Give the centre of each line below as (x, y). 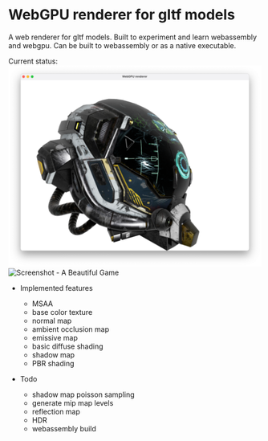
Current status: (33, 61)
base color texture (62, 312)
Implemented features (57, 288)
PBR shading (53, 363)
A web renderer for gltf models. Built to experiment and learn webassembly (133, 37)
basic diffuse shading (67, 346)
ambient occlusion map (71, 329)
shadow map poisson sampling (83, 394)
